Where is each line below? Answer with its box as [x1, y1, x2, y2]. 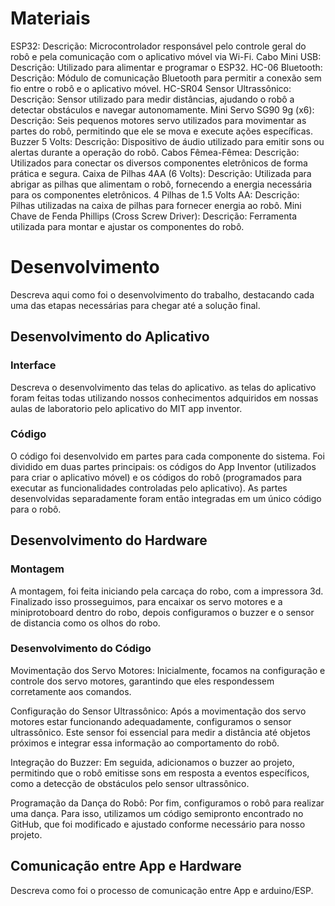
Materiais [10, 7, 91, 30]
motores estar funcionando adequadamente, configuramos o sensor [10, 715, 292, 727]
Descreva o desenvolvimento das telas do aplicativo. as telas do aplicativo [10, 381, 317, 393]
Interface [10, 358, 57, 372]
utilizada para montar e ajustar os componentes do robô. [10, 220, 245, 232]
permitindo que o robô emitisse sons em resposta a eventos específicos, [10, 767, 310, 779]
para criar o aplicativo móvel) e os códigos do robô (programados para [10, 471, 303, 483]
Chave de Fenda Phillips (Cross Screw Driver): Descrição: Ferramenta [10, 210, 298, 222]
